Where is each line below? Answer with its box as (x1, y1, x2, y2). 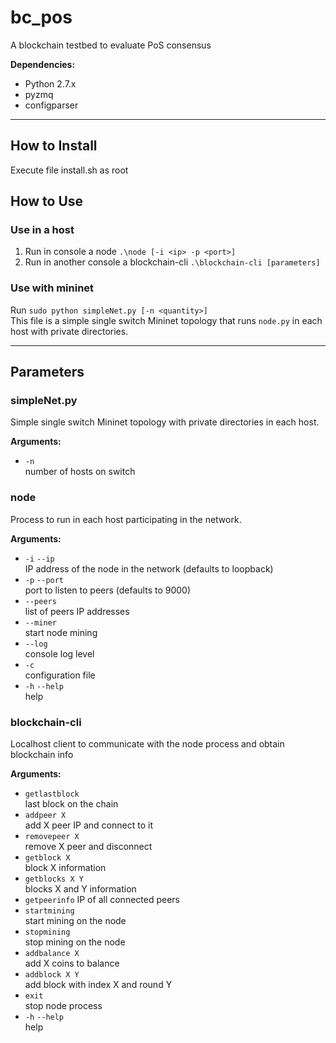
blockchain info (10, 749, 74, 761)
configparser (24, 99, 79, 111)
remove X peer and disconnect (24, 841, 153, 853)
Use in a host (10, 223, 75, 237)
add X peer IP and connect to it (24, 819, 153, 831)
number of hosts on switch (24, 466, 136, 478)
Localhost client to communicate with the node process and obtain (10, 738, 285, 750)
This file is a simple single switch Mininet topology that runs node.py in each (10, 314, 323, 326)
